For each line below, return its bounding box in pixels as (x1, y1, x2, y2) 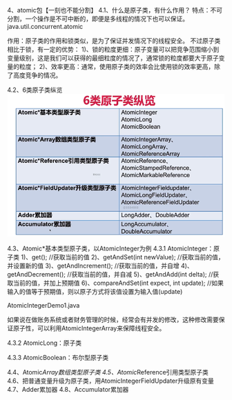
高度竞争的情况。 (12, 71, 62, 79)
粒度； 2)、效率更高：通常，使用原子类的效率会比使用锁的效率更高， (19, 63, 215, 70)
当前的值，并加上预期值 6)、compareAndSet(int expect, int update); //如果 (12, 279, 224, 288)
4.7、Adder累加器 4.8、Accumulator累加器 (7, 386, 129, 394)
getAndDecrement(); (7, 270, 66, 279)
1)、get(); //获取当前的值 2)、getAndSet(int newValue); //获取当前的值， (20, 253, 224, 261)
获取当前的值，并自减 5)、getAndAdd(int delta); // (71, 270, 213, 279)
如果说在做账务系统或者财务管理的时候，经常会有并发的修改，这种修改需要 (7, 316, 219, 324)
